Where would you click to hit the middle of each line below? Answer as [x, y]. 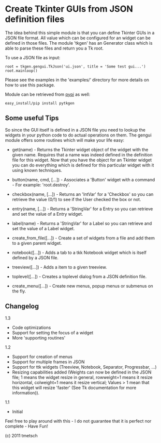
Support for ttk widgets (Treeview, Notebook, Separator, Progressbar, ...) [84, 367]
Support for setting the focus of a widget [52, 332]
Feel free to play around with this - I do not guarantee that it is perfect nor [78, 421]
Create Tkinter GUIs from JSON [69, 9]
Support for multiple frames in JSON [48, 362]
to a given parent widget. [37, 243]
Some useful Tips [32, 118]
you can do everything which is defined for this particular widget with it [83, 165]
